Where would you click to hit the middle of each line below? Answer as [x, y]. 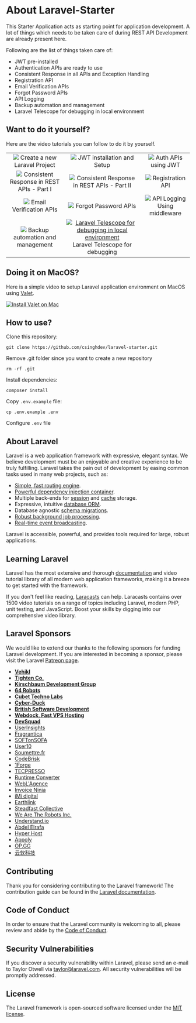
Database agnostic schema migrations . [62, 510]
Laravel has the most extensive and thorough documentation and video [92, 573]
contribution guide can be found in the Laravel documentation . [81, 892]
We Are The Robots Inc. [43, 815]
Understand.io [32, 821]
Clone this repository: [32, 337]
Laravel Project [35, 164]
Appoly [23, 839]
